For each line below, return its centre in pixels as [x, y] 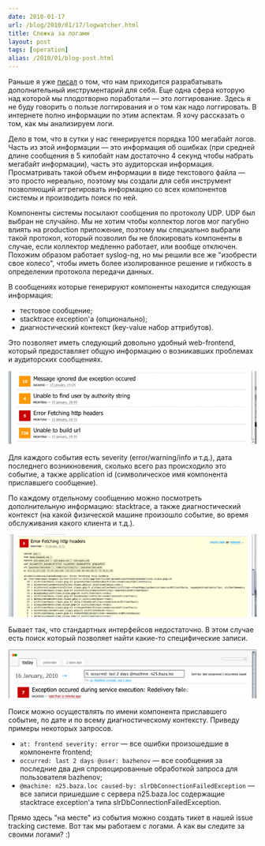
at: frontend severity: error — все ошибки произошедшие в [124, 744]
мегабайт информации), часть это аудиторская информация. [111, 164]
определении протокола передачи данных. [81, 271]
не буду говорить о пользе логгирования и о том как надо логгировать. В [132, 107]
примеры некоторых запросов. [61, 728]
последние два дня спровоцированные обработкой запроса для [129, 769]
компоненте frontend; [56, 752]
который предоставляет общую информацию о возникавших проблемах [131, 351]
